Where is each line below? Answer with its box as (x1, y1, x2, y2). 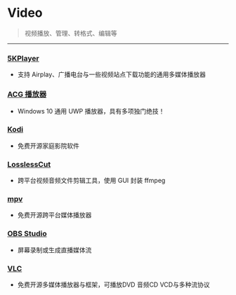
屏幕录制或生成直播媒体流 (17, 245, 92, 254)
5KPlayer (7, 53, 40, 63)
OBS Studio (7, 229, 47, 239)
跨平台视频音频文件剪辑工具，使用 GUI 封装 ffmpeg (17, 177, 166, 185)
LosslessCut (7, 159, 51, 169)
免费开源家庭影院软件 (17, 142, 79, 150)
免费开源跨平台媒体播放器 (17, 211, 92, 219)
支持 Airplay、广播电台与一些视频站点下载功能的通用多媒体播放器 (17, 70, 206, 78)
